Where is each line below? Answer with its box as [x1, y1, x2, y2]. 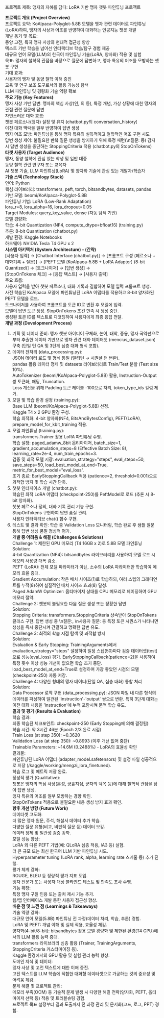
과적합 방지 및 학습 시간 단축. [12, 479, 68, 485]
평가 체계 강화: [12, 867, 40, 872]
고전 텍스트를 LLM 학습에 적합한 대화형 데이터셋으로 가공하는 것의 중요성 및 [12, 971, 156, 976]
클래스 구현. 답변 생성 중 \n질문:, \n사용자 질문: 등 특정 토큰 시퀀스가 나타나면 [12, 618, 159, 624]
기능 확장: [12, 885, 31, 891]
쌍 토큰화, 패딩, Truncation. [12, 379, 65, 384]
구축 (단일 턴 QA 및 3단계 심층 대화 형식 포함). [12, 343, 100, 348]
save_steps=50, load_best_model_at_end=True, [12, 462, 108, 468]
